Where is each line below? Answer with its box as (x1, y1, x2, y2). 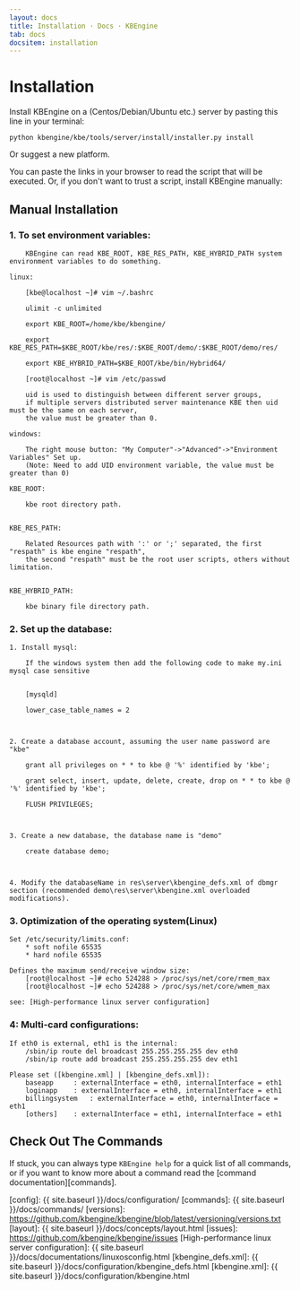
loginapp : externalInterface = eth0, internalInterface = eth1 (25, 1086, 282, 1095)
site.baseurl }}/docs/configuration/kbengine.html (9, 1270, 190, 1281)
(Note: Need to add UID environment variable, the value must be (25, 461, 275, 470)
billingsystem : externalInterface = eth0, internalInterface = (25, 1094, 279, 1103)
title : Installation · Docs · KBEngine (9, 22, 159, 30)
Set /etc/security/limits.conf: (9, 935, 130, 944)
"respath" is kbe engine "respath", (9, 547, 146, 556)
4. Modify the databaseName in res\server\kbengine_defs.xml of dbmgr (9, 879, 279, 887)
